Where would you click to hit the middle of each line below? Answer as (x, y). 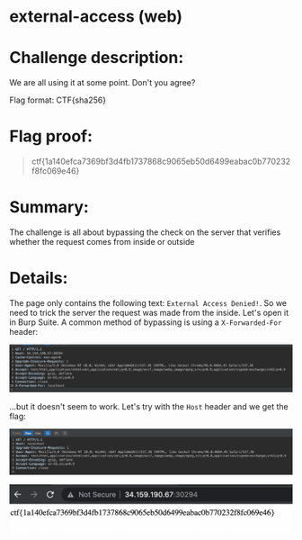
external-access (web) (96, 17)
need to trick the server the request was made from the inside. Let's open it (149, 312)
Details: (39, 279)
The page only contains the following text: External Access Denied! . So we (148, 302)
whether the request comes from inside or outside (102, 242)
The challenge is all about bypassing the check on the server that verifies (145, 232)
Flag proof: (51, 136)
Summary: (49, 207)
